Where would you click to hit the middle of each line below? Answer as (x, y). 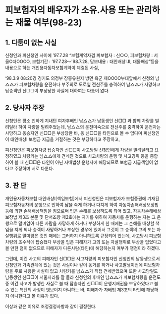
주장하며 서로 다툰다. (34, 168)
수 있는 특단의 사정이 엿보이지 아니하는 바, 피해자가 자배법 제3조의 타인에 (75, 289)
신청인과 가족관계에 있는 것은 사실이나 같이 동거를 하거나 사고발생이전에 (74, 265)
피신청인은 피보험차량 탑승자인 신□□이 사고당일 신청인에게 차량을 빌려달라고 (79, 150)
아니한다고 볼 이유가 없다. (35, 296)
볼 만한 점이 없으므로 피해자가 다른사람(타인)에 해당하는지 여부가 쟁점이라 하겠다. (83, 248)
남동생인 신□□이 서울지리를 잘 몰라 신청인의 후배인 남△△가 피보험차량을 (76, 277)
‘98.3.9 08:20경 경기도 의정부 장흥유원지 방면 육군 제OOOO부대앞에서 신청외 (80, 78)
